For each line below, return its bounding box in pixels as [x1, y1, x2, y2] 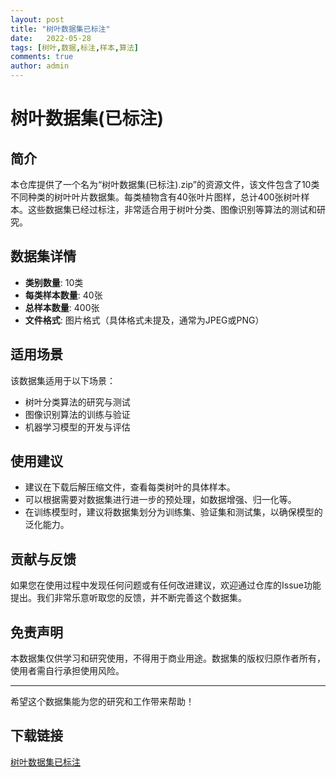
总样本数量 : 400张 [24, 301, 100, 313]
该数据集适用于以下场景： [10, 374, 116, 386]
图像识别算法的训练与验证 [24, 408, 131, 420]
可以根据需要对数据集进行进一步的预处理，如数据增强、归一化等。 [24, 494, 297, 506]
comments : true [10, 52, 74, 62]
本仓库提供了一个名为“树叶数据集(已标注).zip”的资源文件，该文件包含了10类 [10, 179, 320, 190]
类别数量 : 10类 [24, 276, 84, 288]
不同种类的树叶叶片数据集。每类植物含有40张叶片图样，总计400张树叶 [10, 191, 302, 203]
